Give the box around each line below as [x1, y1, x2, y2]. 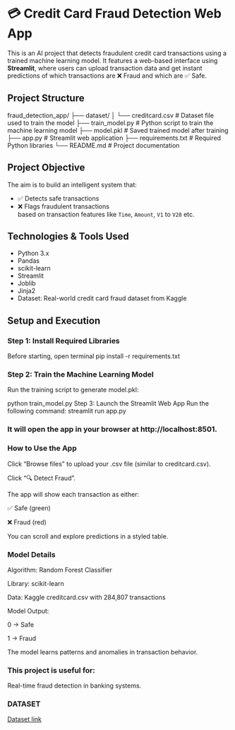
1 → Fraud [7, 634, 37, 642]
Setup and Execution [7, 314, 101, 326]
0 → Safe [7, 620, 34, 629]
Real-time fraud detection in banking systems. [7, 681, 142, 690]
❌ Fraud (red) [7, 517, 47, 526]
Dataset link [7, 715, 42, 724]
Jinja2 [17, 287, 36, 295]
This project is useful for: [7, 665, 95, 675]
